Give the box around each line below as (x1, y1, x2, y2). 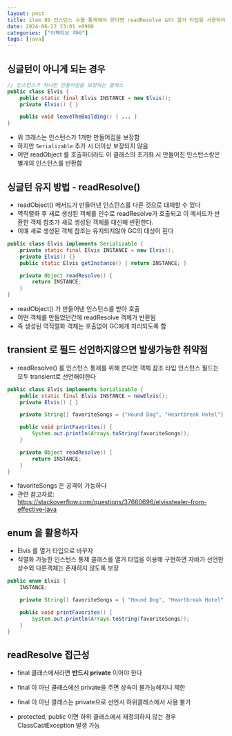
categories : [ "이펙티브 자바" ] (7, 29, 88, 37)
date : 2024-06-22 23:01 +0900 (7, 23, 95, 30)
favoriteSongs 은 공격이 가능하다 (17, 481, 107, 490)
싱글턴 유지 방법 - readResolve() (7, 181, 141, 193)
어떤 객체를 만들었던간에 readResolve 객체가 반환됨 (17, 313, 157, 321)
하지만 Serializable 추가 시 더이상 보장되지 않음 (17, 142, 148, 150)
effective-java (17, 505, 57, 514)
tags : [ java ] (7, 36, 45, 43)
